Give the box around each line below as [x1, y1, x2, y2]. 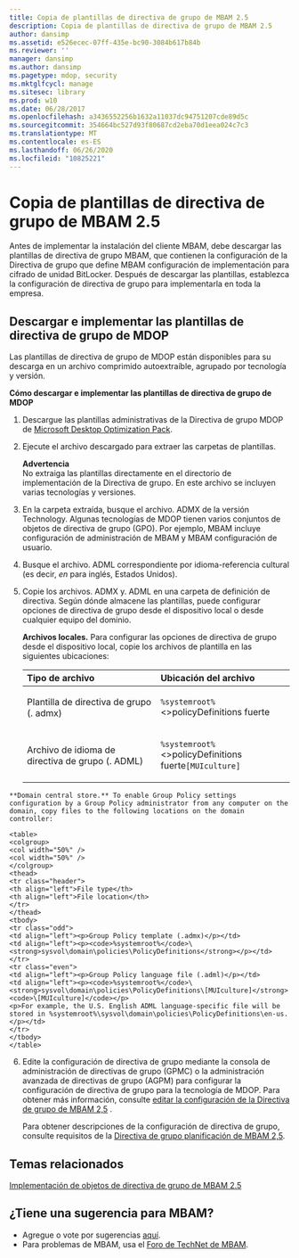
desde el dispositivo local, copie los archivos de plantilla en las [21, 641, 253, 652]
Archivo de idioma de [26, 744, 116, 756]
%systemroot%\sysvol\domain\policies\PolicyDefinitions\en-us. [48, 1009, 289, 1019]
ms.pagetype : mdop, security [9, 71, 117, 80]
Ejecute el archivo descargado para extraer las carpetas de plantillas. [21, 441, 277, 452]
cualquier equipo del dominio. [21, 614, 132, 625]
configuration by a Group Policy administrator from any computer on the [9, 799, 289, 808]
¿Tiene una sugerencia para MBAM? [9, 1205, 214, 1221]
